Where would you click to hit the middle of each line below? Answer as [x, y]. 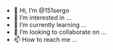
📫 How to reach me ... [45, 40]
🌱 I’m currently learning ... [50, 25]
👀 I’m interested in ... [42, 18]
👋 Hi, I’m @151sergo [41, 10]
